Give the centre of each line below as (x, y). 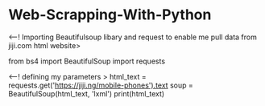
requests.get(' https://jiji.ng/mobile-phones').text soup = (101, 85)
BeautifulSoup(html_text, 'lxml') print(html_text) (87, 93)
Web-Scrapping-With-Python (110, 15)
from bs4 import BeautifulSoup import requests (87, 61)
